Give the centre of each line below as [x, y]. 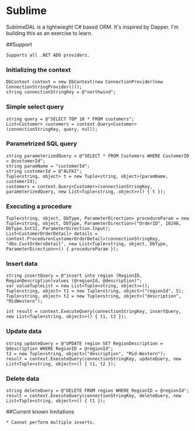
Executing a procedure [39, 206]
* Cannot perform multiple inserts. [51, 423]
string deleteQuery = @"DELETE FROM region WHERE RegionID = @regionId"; [98, 391]
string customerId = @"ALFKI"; [44, 171]
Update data [24, 331]
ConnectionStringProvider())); [44, 87]
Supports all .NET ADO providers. [48, 55]
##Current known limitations [40, 412]
